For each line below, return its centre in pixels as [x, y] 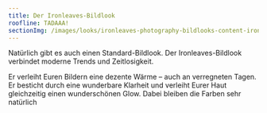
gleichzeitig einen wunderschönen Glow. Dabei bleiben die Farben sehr [125, 94]
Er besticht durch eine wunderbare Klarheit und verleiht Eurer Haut [118, 85]
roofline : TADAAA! [39, 23]
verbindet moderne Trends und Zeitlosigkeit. [81, 61]
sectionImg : [28, 30]
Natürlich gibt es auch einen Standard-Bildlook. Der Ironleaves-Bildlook [125, 53]
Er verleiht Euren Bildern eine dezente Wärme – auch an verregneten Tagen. [132, 77]
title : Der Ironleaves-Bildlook [62, 16]
